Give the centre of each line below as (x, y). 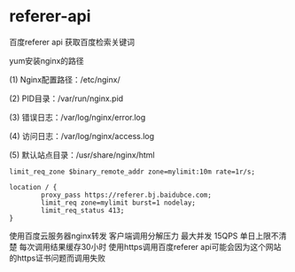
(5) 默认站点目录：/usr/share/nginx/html (82, 155)
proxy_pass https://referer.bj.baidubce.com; (127, 195)
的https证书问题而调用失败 (58, 258)
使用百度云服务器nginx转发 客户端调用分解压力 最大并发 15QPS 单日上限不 (144, 236)
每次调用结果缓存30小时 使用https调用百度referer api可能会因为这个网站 (150, 246)
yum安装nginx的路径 (47, 60)
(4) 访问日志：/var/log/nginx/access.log (82, 136)
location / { (33, 187)
